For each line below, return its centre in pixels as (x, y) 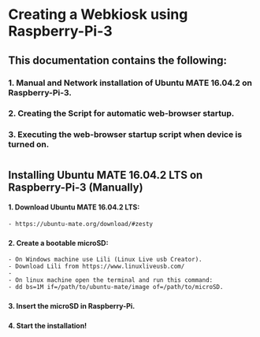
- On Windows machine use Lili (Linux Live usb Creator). (105, 260)
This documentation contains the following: (117, 60)
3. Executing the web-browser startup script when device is (125, 135)
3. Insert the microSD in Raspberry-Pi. (72, 306)
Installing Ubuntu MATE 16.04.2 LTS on (106, 175)
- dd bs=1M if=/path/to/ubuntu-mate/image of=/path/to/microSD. (116, 287)
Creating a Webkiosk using (98, 15)
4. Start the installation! (48, 326)
